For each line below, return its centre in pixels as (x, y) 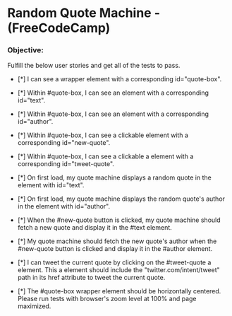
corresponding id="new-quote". (64, 143)
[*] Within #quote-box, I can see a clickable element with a (103, 135)
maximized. (34, 306)
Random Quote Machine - (84, 13)
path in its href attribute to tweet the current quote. (91, 278)
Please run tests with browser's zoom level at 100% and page (107, 299)
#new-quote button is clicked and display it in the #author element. (115, 249)
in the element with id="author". (64, 206)
